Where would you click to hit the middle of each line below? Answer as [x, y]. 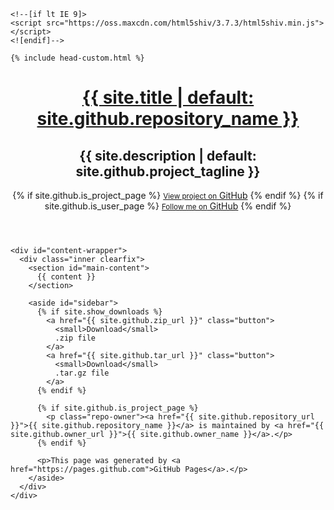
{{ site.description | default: [168, 155]
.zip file [75, 338]
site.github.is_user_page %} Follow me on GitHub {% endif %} [168, 206]
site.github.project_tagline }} [168, 171]
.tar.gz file [82, 373]
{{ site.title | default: [168, 97]
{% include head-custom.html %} [77, 58]
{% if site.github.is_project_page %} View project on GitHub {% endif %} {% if [168, 195]
